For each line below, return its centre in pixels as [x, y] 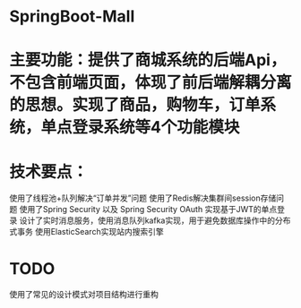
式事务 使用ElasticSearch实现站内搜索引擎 [86, 232]
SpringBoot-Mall [72, 17]
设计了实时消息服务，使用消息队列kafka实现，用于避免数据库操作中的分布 [155, 220]
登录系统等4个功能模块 [156, 128]
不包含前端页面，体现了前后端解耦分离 [151, 83]
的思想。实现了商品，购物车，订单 [135, 105]
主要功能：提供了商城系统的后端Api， [148, 60]
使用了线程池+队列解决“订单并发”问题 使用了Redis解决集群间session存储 [143, 198]
